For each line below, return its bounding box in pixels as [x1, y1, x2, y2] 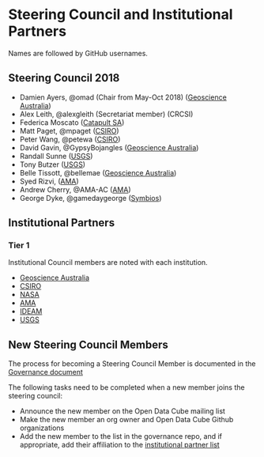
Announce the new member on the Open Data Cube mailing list [19, 406, 225, 416]
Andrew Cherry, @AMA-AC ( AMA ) [19, 184, 132, 195]
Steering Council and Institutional [8, 6, 233, 24]
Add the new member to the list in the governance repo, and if [19, 432, 223, 441]
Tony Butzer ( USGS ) [19, 160, 85, 169]
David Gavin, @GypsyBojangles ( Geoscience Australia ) [19, 142, 199, 152]
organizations [19, 423, 65, 432]
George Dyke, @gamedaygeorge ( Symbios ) [19, 193, 162, 202]
